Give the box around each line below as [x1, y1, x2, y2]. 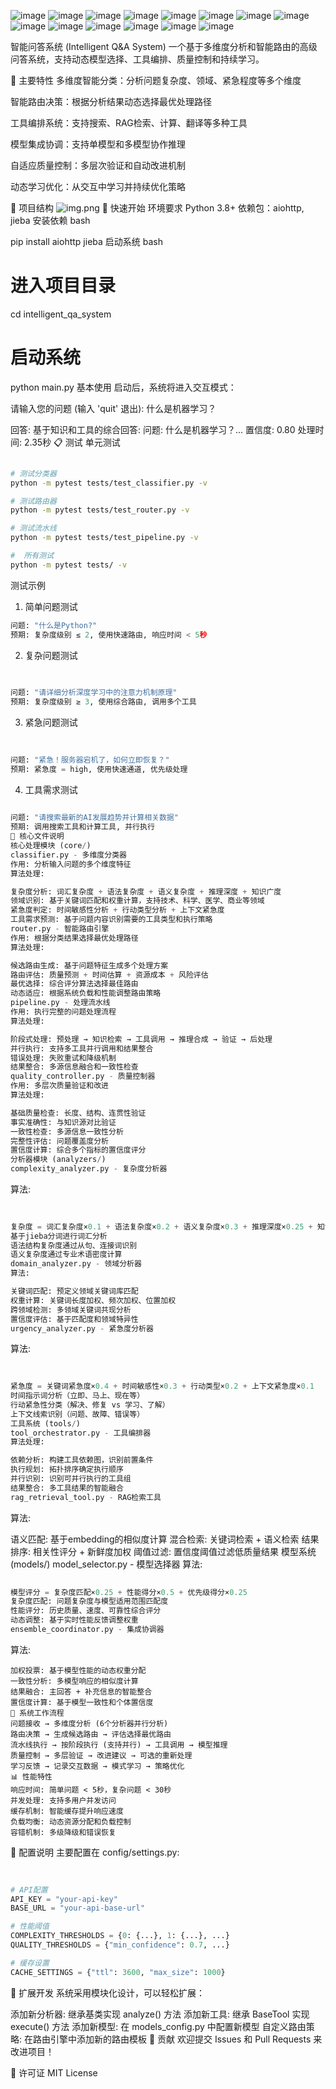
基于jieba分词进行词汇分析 [10, 1231, 108, 1241]
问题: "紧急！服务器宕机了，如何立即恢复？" [10, 755, 170, 765]
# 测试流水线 [10, 523, 57, 534]
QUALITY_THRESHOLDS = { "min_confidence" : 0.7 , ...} [10, 1940, 230, 1950]
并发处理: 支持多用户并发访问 [10, 1795, 117, 1805]
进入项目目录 [10, 275, 117, 297]
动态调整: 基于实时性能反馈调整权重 [10, 1615, 139, 1625]
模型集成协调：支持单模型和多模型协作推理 [10, 138, 186, 150]
